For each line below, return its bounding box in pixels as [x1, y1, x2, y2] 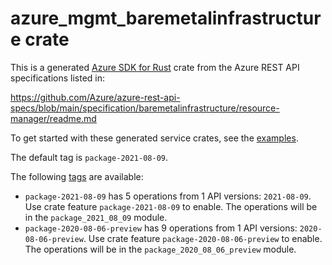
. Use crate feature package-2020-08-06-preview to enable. [83, 232, 323, 244]
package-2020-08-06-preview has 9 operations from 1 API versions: [24, 222, 298, 234]
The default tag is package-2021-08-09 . [10, 151, 169, 163]
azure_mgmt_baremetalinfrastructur [10, 7, 322, 30]
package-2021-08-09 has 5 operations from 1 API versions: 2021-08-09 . [24, 190, 312, 202]
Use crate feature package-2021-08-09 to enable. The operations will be [24, 200, 318, 212]
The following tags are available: [10, 170, 144, 182]
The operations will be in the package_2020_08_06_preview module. [24, 243, 297, 255]
